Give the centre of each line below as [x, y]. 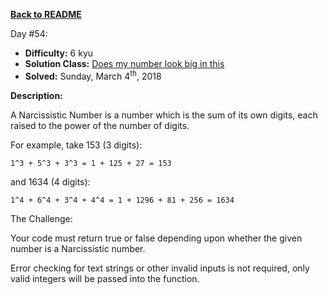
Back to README [46, 14]
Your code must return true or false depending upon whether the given [156, 238]
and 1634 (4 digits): [50, 181]
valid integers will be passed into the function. [105, 278]
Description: [36, 95]
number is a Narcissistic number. [78, 248]
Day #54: [29, 33]
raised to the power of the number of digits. [100, 125]
